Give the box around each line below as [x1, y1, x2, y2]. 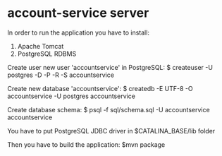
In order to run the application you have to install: [7, 28, 150, 37]
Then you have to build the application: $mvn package [7, 140, 166, 149]
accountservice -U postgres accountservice [7, 92, 136, 100]
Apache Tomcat [17, 42, 64, 50]
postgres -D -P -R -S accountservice [7, 71, 115, 79]
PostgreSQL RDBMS [17, 49, 77, 58]
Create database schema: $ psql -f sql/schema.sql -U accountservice [7, 105, 210, 114]
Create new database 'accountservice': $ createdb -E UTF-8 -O [7, 84, 193, 92]
